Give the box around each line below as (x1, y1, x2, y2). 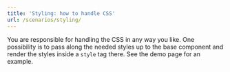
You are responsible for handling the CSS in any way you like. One (7, 35, 195, 43)
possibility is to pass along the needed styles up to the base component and (7, 43, 224, 51)
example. (7, 57, 33, 65)
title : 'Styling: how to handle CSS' (7, 10, 116, 17)
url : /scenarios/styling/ (7, 16, 81, 23)
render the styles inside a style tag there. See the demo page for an (7, 49, 201, 58)
